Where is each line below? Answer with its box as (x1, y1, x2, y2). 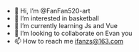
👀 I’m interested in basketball (14, 14, 100, 22)
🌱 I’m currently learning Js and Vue (14, 22, 118, 30)
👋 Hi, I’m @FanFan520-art (14, 7, 91, 15)
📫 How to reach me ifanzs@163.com (14, 37, 123, 45)
